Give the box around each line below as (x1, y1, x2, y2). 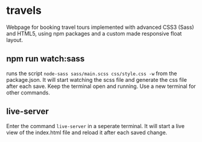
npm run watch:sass (6, 54, 85, 64)
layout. (6, 36, 23, 43)
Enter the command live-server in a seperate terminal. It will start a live (6, 122, 185, 129)
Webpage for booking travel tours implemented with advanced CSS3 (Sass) (6, 23, 194, 31)
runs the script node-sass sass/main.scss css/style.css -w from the (6, 70, 177, 77)
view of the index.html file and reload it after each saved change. (6, 129, 168, 136)
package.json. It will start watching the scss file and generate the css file (6, 76, 187, 83)
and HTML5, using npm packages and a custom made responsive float (6, 29, 182, 37)
